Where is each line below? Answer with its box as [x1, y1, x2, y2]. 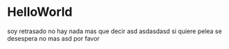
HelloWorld [7, 4, 73, 20]
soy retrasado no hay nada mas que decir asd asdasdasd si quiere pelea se [7, 27, 223, 35]
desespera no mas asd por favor [7, 34, 100, 42]
